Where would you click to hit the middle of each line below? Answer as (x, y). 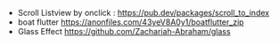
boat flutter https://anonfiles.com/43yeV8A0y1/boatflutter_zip (131, 22)
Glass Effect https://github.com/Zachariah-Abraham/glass (124, 31)
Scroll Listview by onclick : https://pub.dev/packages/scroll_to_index (144, 13)
